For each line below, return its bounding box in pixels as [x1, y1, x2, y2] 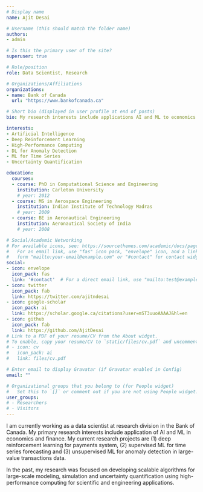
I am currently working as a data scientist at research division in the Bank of [6, 422, 195, 429]
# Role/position [6, 64, 47, 70]
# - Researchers [6, 400, 47, 406]
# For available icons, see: [6, 243, 80, 249]
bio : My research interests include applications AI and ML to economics [6, 115, 196, 121]
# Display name [6, 8, 45, 15]
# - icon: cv [6, 344, 39, 350]
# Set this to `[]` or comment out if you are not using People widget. [6, 388, 199, 394]
